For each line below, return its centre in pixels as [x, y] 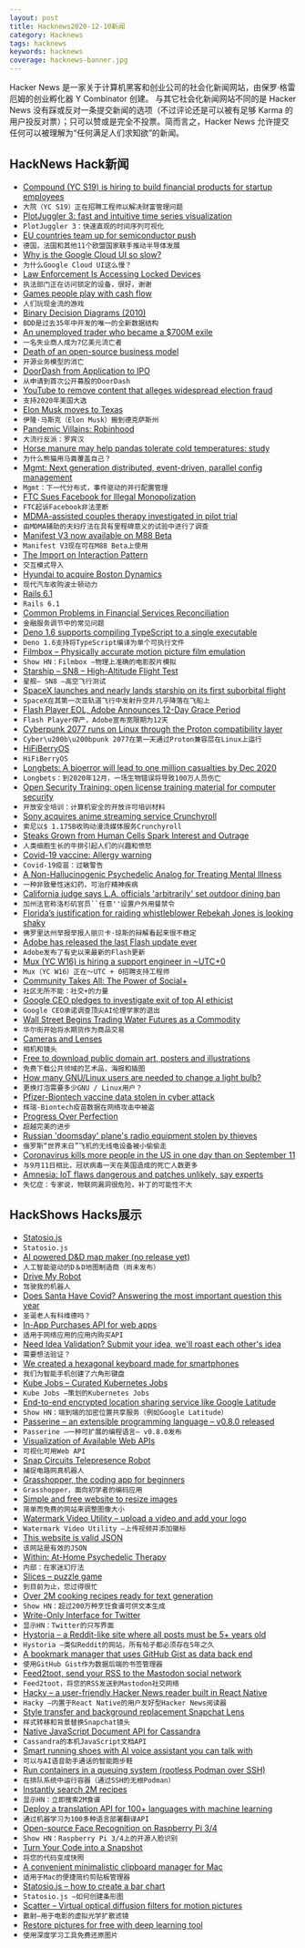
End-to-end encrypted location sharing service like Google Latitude [149, 1402]
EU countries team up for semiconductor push [109, 235]
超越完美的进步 [46, 1126]
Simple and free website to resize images [100, 1499]
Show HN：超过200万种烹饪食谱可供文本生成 [94, 1606]
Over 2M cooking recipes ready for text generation [118, 1595]
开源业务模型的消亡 [53, 362]
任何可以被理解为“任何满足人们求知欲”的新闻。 [97, 133]
